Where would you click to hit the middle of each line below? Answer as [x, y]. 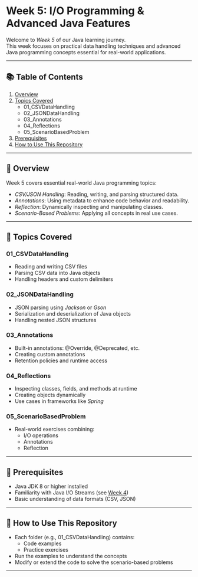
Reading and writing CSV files [51, 267]
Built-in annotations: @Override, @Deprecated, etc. [77, 348]
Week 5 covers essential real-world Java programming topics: [82, 183]
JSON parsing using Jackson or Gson [60, 307]
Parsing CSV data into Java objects [57, 273]
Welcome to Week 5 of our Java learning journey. [66, 40]
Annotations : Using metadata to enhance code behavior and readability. [102, 200]
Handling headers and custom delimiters [64, 279]
